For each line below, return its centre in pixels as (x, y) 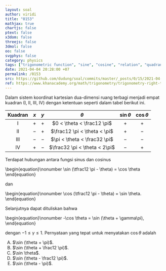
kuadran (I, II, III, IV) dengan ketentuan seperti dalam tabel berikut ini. (75, 102)
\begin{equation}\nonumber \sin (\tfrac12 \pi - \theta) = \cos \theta (73, 169)
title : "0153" (20, 19)
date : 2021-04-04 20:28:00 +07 (37, 70)
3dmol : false (19, 46)
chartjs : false (21, 28)
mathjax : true (20, 23)
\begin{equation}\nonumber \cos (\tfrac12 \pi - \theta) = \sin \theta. (73, 193)
